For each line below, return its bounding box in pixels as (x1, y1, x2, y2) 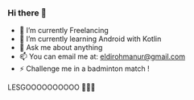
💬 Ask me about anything (19, 43, 103, 52)
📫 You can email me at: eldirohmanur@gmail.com (19, 52, 186, 61)
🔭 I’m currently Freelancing (19, 26, 109, 35)
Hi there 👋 (7, 7, 47, 19)
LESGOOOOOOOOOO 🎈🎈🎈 (7, 82, 96, 92)
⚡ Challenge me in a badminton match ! (19, 64, 150, 73)
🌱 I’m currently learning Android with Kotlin (19, 34, 162, 44)
